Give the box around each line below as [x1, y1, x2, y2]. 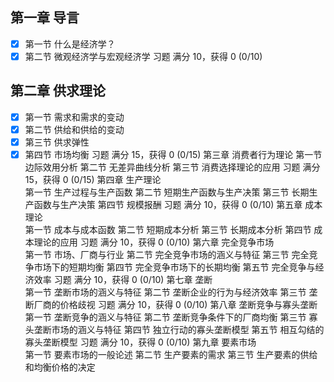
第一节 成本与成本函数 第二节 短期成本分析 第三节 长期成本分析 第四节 [24, 224, 312, 235]
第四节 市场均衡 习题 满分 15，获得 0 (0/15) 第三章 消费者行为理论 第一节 [24, 148, 323, 160]
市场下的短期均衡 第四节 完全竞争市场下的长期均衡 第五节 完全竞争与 [33, 261, 316, 273]
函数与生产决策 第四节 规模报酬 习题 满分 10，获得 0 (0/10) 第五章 [33, 199, 303, 210]
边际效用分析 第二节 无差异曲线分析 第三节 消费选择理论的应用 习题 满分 [24, 161, 321, 173]
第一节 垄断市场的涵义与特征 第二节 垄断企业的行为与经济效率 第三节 [24, 286, 307, 298]
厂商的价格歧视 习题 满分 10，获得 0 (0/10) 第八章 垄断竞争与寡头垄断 [33, 299, 318, 310]
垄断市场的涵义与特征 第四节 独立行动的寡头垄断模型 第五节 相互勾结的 [33, 324, 325, 335]
